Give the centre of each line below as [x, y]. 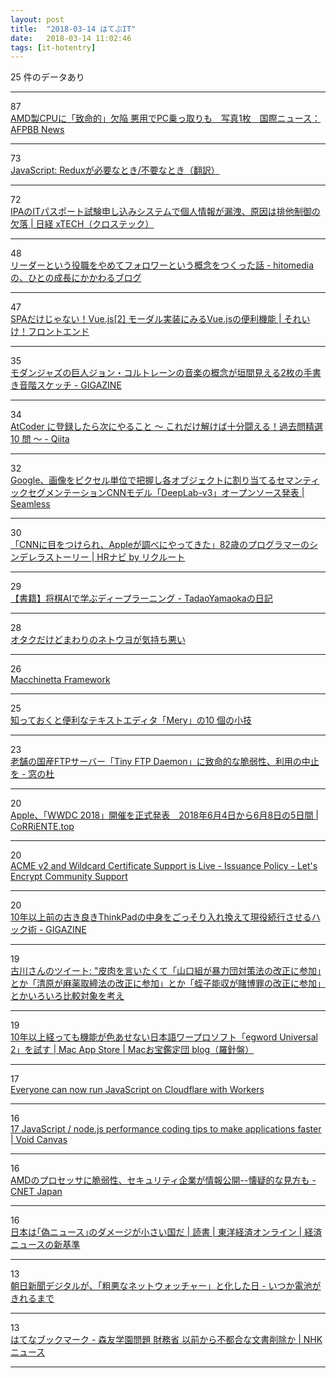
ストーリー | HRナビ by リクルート [115, 557]
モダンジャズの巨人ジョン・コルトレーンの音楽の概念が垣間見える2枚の [157, 373]
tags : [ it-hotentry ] [53, 47]
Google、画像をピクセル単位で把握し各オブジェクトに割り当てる [143, 480]
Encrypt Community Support [69, 877]
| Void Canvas [39, 1140]
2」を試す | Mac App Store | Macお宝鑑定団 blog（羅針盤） [132, 1050]
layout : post [37, 19]
